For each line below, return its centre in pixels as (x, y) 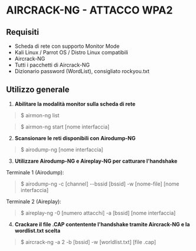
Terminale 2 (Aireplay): (34, 202)
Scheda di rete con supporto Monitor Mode (67, 46)
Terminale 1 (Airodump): (35, 172)
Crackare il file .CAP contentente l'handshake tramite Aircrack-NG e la (102, 224)
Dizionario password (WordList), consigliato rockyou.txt (82, 71)
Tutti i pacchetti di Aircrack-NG (52, 65)
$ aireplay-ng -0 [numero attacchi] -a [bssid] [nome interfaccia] (98, 213)
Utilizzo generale (38, 90)
